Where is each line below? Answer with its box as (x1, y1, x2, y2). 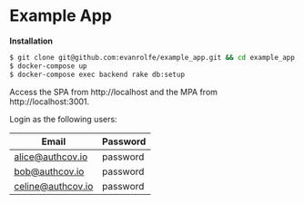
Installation (9, 35, 53, 46)
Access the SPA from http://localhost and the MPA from (9, 86, 218, 97)
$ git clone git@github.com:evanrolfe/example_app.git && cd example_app (9, 53, 296, 62)
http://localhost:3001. (9, 96, 90, 107)
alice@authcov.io (14, 151, 88, 163)
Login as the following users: (9, 113, 117, 124)
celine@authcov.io (14, 180, 94, 192)
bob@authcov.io (14, 165, 85, 178)
